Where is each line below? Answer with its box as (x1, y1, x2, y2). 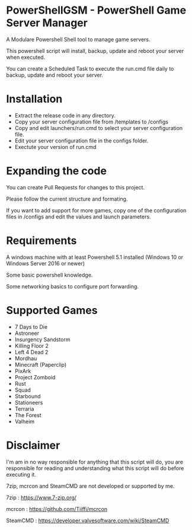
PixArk (14, 367, 31, 375)
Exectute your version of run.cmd (14, 143, 97, 150)
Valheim (14, 418, 35, 425)
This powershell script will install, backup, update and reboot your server (6, 47, 184, 54)
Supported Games (6, 303, 98, 317)
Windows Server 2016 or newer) (6, 259, 85, 267)
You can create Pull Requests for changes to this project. (6, 183, 145, 191)
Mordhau (14, 354, 37, 362)
